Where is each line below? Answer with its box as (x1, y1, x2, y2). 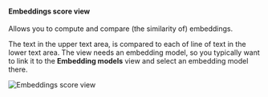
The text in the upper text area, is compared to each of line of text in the (8, 40, 246, 49)
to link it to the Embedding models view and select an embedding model (8, 56, 249, 66)
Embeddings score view (8, 6, 91, 16)
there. (8, 64, 28, 75)
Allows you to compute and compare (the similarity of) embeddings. (8, 24, 233, 33)
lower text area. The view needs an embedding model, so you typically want (8, 48, 261, 57)
